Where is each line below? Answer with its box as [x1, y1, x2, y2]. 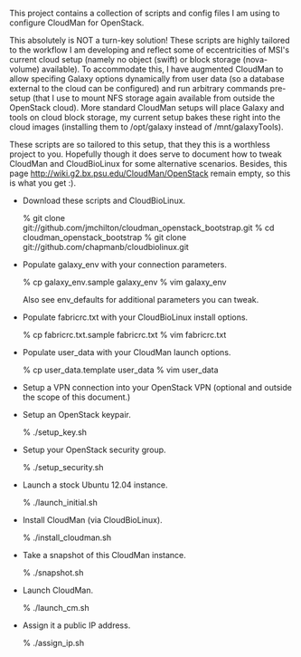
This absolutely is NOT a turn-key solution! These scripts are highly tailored [9, 35, 291, 45]
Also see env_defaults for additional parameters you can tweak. [22, 295, 259, 304]
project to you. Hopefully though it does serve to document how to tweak [9, 149, 282, 159]
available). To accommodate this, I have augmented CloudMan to [41, 63, 284, 74]
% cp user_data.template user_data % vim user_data [22, 364, 219, 375]
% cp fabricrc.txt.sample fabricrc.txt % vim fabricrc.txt [22, 330, 227, 340]
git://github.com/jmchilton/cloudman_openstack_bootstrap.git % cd [22, 222, 275, 233]
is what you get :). [9, 178, 77, 188]
